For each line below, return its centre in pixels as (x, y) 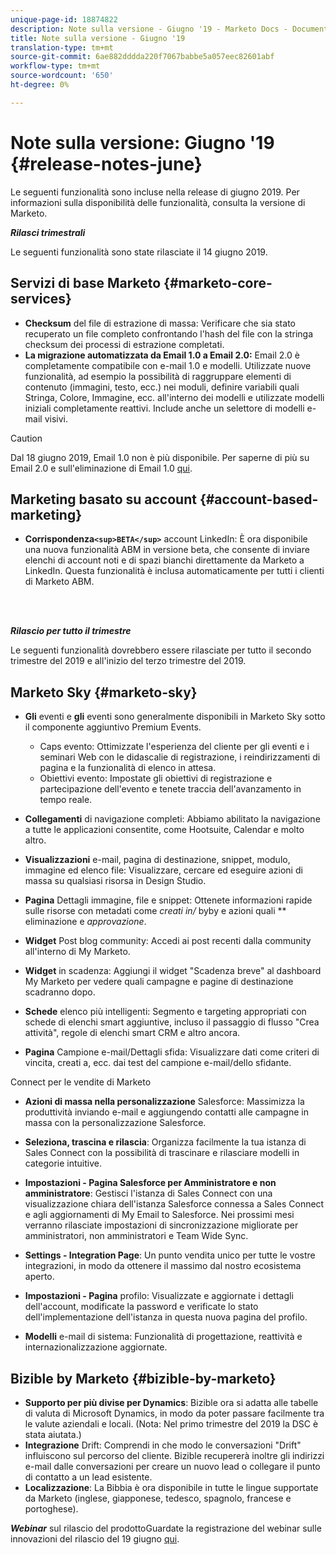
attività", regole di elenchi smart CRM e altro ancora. (132, 1033)
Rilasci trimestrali (48, 232)
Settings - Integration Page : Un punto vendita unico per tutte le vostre (170, 1255)
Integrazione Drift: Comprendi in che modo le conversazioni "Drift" (163, 1445)
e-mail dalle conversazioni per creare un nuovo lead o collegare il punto (172, 1466)
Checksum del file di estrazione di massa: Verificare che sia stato (160, 323)
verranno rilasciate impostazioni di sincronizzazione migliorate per (161, 1225)
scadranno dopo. (60, 992)
